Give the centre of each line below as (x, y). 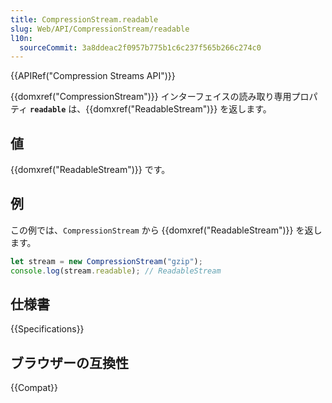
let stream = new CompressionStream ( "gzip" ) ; (106, 261)
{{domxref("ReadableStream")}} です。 (90, 170)
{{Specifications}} (47, 329)
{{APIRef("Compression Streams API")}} (93, 76)
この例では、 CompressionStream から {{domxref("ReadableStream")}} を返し (166, 230)
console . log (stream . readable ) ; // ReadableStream (116, 271)
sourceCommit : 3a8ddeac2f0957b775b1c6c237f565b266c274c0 (140, 47)
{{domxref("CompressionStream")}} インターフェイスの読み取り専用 (151, 97)
